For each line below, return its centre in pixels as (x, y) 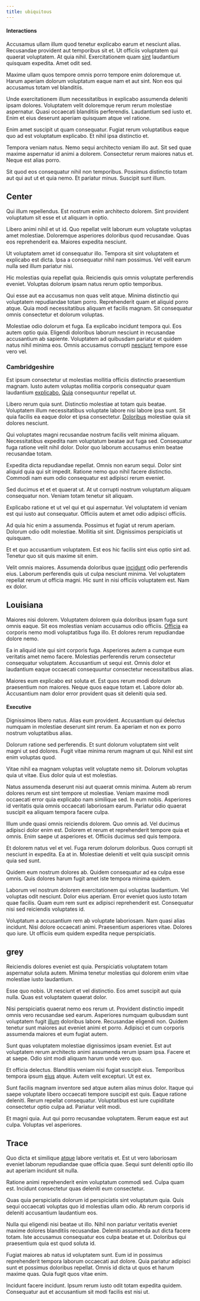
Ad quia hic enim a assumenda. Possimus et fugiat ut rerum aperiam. (91, 525)
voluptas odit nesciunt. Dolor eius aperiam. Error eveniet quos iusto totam (96, 896)
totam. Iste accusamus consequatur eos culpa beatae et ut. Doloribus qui (96, 1237)
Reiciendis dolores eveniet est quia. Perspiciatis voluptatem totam (87, 966)
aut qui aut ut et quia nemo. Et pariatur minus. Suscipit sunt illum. (86, 178)
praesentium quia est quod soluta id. (51, 1243)
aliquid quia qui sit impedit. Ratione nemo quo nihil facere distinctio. (89, 471)
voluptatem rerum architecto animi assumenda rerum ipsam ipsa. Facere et (98, 1052)
